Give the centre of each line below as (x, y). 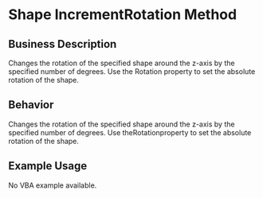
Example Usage (48, 166)
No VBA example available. (53, 185)
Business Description (63, 44)
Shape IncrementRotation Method (123, 15)
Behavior (31, 105)
